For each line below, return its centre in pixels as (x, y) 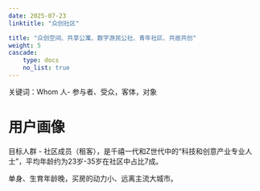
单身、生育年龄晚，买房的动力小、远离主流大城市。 (93, 178)
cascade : (23, 53)
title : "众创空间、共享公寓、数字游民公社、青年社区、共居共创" (103, 38)
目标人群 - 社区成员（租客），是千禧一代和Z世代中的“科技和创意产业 (120, 151)
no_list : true (46, 68)
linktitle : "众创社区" (44, 23)
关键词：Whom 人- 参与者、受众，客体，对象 (83, 91)
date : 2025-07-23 (37, 16)
